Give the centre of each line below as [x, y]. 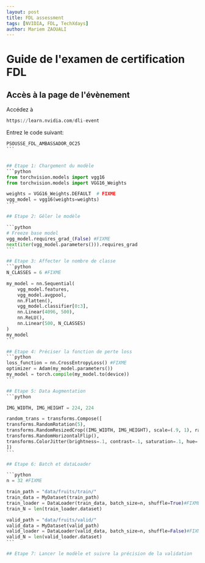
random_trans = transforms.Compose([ [54, 419]
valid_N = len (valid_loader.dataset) [54, 537]
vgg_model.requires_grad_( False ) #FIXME [59, 239]
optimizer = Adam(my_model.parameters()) [60, 369]
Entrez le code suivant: [35, 133]
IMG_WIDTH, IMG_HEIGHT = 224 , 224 [50, 408]
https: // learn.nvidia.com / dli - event [53, 121]
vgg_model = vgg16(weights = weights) [53, 199]
